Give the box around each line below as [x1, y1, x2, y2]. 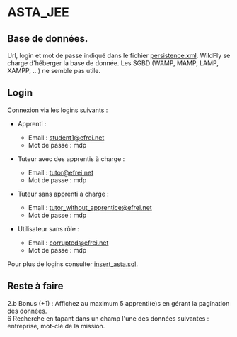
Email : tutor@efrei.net [28, 168, 94, 177]
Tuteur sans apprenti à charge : [17, 189, 110, 198]
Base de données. [7, 33, 88, 45]
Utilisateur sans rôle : [17, 224, 80, 233]
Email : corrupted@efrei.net [28, 238, 109, 247]
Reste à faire [7, 280, 64, 292]
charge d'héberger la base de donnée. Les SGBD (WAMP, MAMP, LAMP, [7, 59, 219, 67]
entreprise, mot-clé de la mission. [7, 321, 105, 330]
